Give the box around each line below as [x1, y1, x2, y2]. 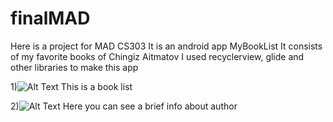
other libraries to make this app [10, 61, 139, 73]
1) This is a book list [10, 80, 133, 92]
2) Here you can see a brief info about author [10, 100, 238, 112]
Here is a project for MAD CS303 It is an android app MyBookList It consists [10, 40, 323, 52]
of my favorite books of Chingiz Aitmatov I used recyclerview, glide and [10, 50, 305, 62]
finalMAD [10, 7, 91, 30]
